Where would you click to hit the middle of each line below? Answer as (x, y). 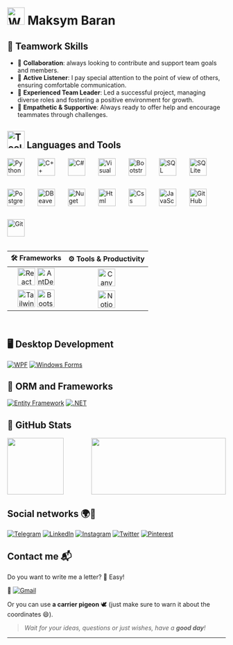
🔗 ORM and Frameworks (60, 387)
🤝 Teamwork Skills (48, 46)
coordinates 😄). (30, 614)
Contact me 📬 (40, 557)
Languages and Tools (74, 145)
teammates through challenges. (62, 114)
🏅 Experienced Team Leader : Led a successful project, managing (111, 93)
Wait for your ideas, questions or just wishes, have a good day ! (115, 628)
